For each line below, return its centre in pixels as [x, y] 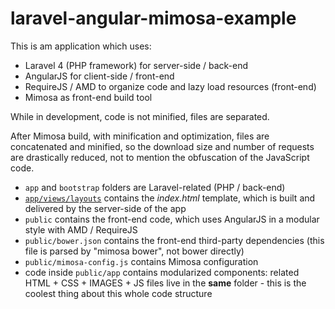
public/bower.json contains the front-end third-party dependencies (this [174, 240]
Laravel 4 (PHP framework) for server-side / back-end [136, 65]
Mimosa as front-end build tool [88, 97]
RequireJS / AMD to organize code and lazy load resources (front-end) [170, 86]
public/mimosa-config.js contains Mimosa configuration [141, 261]
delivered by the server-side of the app [105, 208]
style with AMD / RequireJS [81, 229]
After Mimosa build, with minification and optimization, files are [140, 136]
